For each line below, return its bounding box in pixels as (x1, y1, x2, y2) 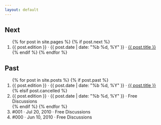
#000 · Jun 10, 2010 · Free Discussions (12, 114, 92, 120)
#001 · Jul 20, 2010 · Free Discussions (12, 109, 91, 115)
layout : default (5, 7, 39, 12)
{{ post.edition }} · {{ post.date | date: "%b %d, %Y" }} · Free (12, 93, 137, 99)
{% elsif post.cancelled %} (12, 88, 68, 94)
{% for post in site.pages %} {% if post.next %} (12, 39, 110, 45)
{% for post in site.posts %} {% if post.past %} (12, 77, 109, 83)
